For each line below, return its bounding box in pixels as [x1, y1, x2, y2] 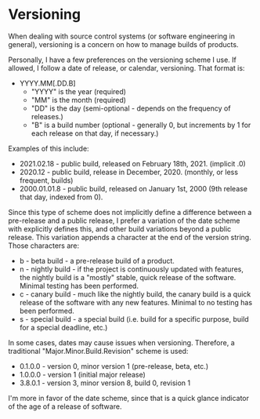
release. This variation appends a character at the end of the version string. [8, 232, 252, 242]
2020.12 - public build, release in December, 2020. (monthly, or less [19, 167, 239, 177]
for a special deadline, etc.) [19, 322, 108, 332]
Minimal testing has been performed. [19, 281, 139, 290]
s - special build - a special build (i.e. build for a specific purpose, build [19, 314, 249, 323]
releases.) [31, 111, 64, 121]
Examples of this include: [8, 144, 89, 153]
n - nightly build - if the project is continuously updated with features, [19, 264, 244, 274]
